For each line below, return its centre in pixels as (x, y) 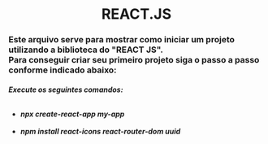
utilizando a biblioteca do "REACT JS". (86, 50)
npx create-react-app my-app (72, 114)
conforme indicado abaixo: (63, 70)
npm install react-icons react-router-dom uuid (100, 131)
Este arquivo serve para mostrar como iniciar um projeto (122, 40)
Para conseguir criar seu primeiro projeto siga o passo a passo (134, 60)
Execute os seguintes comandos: (66, 89)
